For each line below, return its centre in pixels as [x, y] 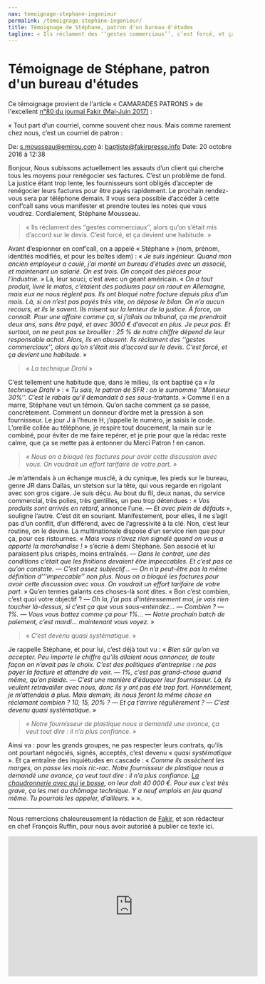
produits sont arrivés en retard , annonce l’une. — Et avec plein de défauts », [120, 508]
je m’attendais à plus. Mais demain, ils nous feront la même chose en [110, 695]
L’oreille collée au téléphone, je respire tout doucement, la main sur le [110, 428]
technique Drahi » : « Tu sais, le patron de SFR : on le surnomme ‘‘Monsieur [119, 390]
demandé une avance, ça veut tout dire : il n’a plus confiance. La [104, 776]
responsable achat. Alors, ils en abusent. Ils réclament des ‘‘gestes [107, 340]
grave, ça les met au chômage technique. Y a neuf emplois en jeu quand [115, 791]
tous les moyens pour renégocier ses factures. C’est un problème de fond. [117, 176]
